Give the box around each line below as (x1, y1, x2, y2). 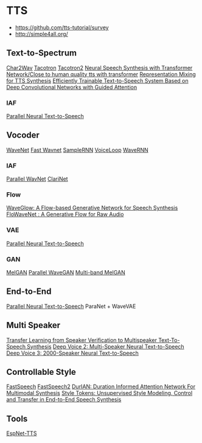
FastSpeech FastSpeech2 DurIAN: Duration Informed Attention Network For (6, 383, 196, 390)
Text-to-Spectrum (6, 48, 77, 58)
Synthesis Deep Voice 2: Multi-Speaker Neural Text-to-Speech (27, 343, 184, 350)
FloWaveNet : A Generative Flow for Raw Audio (6, 211, 124, 218)
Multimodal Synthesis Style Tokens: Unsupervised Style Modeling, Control (6, 389, 193, 397)
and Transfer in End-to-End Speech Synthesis (6, 396, 122, 403)
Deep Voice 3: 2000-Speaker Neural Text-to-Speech (6, 349, 139, 357)
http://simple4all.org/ (15, 30, 68, 37)
